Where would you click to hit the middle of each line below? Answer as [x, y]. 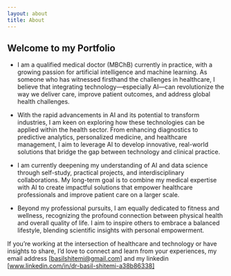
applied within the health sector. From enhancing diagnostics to [108, 130]
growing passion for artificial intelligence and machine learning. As [112, 72]
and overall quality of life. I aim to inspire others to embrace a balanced [118, 223]
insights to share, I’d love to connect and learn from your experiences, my [112, 251]
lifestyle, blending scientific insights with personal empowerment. [111, 230]
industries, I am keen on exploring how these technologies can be [111, 123]
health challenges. [44, 102]
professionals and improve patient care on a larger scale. [98, 195]
